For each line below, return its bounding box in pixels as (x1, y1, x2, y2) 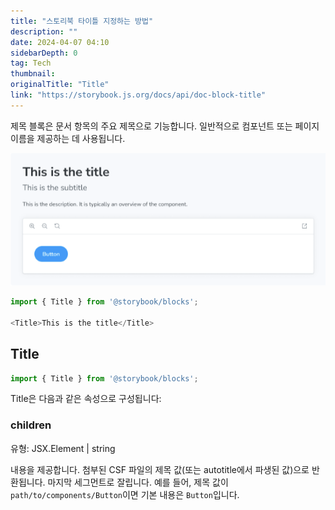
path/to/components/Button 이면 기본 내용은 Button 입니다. (10, 488, 240, 500)
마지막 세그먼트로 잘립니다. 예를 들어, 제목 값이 (47, 476, 229, 488)
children (10, 418, 52, 432)
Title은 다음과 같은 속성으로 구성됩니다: (10, 393, 162, 405)
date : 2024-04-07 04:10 (10, 37, 110, 47)
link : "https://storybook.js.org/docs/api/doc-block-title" (10, 90, 267, 100)
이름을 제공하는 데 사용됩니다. (10, 132, 126, 144)
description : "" (10, 26, 78, 37)
